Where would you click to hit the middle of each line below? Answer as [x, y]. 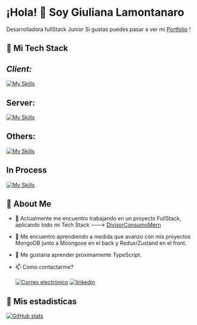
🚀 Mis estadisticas [42, 301]
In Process [27, 170]
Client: [19, 69]
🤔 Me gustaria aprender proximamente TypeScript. [78, 255]
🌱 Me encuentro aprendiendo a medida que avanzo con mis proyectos [103, 237]
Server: [21, 103]
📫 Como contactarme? [44, 267]
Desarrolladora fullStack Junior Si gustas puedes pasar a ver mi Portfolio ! [98, 29]
